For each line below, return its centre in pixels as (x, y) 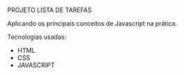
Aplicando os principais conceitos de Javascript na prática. (92, 23)
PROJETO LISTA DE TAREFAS (49, 10)
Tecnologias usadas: (37, 37)
